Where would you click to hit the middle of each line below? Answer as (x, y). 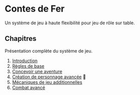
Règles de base (28, 66)
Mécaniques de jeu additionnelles (47, 82)
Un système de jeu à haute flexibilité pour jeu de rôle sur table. (70, 23)
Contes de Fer (35, 9)
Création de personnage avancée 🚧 (49, 77)
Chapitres (20, 39)
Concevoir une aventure (37, 71)
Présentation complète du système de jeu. (49, 51)
